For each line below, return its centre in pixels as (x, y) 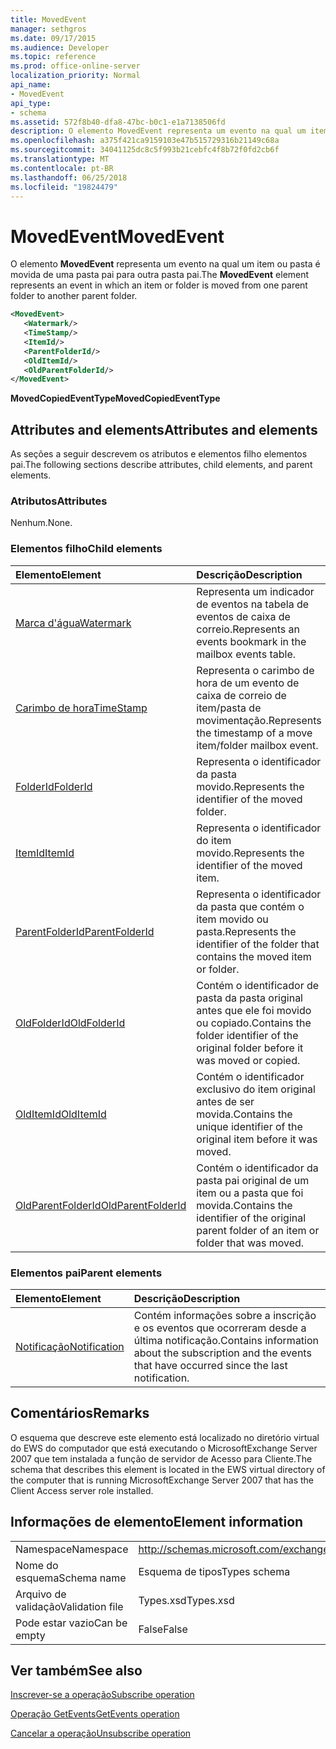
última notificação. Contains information (226, 1341)
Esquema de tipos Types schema (214, 1571)
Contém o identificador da (257, 1168)
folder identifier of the (247, 1035)
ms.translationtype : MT (60, 159)
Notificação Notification (70, 1347)
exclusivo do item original (256, 1089)
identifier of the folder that (258, 944)
